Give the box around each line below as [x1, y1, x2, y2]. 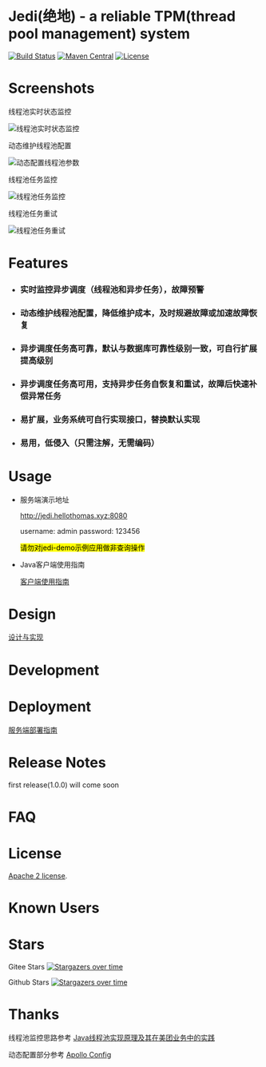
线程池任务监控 [8, 174, 58, 184]
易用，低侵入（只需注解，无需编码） [19, 437, 160, 448]
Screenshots [8, 79, 95, 98]
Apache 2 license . [8, 870, 68, 880]
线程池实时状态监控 [8, 106, 72, 116]
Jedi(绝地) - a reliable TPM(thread [8, 7, 236, 26]
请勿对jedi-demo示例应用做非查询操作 [19, 543, 145, 552]
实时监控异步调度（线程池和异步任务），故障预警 [19, 284, 204, 295]
